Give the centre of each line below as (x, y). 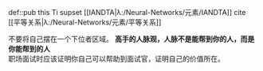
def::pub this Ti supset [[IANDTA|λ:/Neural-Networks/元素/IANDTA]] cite (127, 12)
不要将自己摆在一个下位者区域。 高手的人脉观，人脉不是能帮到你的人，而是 (131, 39)
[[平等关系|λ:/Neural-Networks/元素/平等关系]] (85, 22)
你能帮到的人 (29, 49)
